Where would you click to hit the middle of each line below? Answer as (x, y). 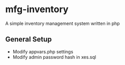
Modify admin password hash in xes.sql (54, 57)
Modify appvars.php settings (43, 51)
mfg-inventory (37, 9)
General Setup (29, 39)
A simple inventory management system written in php (62, 23)
